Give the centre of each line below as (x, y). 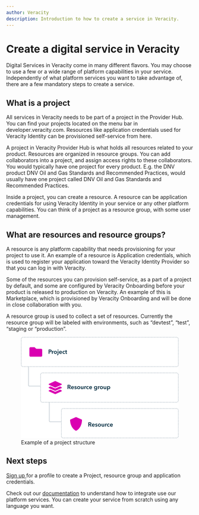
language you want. (30, 505)
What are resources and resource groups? (86, 235)
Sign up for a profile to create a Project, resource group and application (94, 475)
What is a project (38, 103)
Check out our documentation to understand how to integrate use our (91, 493)
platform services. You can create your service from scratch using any (92, 500)
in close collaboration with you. (44, 305)
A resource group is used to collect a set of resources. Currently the (90, 316)
